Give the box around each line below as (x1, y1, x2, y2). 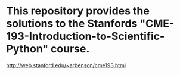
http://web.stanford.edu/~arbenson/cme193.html (6, 61, 126, 69)
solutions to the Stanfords (6, 17, 138, 30)
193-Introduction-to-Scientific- (6, 30, 165, 43)
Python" (6, 42, 49, 56)
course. (50, 42, 90, 56)
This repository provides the (6, 4, 150, 18)
